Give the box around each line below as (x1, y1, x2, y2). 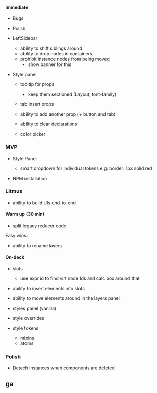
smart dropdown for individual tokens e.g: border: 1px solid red (20, 165, 152, 171)
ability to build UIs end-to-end (12, 200, 76, 206)
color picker (20, 131, 46, 137)
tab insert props (20, 101, 54, 107)
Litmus (5, 188, 23, 195)
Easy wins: (5, 233, 28, 238)
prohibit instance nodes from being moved (20, 56, 110, 62)
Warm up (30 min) (5, 211, 45, 217)
